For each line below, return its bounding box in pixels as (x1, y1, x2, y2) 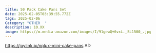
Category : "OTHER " (5, 20, 47, 26)
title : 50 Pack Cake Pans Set (5, 7, 67, 12)
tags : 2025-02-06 (5, 16, 40, 21)
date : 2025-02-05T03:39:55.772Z (5, 12, 71, 16)
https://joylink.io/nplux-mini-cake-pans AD (5, 43, 91, 48)
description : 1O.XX (5, 25, 45, 30)
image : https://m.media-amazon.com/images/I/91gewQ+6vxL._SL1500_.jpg (5, 29, 152, 34)
